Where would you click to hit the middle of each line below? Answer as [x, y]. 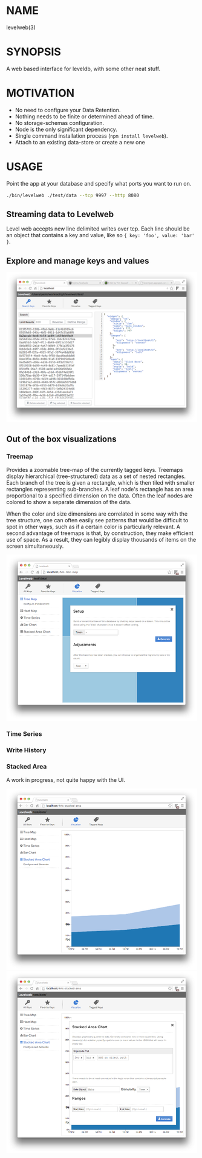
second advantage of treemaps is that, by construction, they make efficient [100, 533]
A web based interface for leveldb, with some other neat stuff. [83, 69]
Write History [26, 750]
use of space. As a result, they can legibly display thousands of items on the [101, 539]
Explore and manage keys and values [78, 261]
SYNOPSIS [34, 52]
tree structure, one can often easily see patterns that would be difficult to [97, 520]
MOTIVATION [40, 93]
